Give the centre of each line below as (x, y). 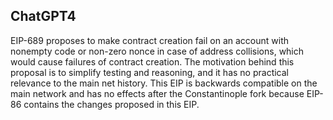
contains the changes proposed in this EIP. (111, 104)
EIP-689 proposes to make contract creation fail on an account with (150, 40)
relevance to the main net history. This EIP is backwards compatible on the (164, 83)
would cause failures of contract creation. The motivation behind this (152, 61)
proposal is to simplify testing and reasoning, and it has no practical (149, 72)
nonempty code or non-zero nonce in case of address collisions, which (157, 51)
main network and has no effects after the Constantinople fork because (157, 93)
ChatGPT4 (43, 16)
